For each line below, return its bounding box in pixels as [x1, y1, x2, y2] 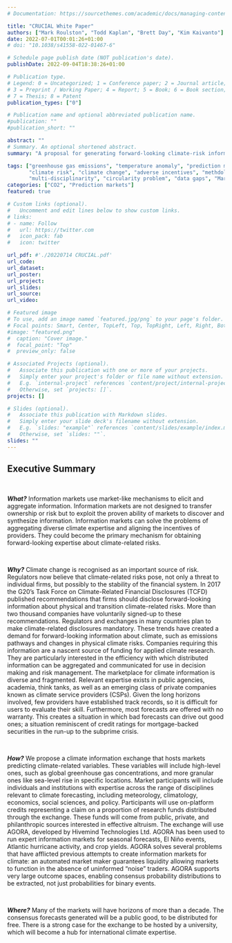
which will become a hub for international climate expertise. [7, 928, 177, 937]
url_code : [7, 258, 36, 265]
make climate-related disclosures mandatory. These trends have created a [7, 625, 219, 633]
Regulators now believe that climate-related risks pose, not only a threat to [7, 573, 220, 582]
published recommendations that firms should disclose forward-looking [7, 595, 211, 603]
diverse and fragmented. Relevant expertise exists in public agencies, [7, 676, 205, 684]
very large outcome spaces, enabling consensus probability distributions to [7, 872, 222, 880]
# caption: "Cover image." [7, 335, 88, 342]
